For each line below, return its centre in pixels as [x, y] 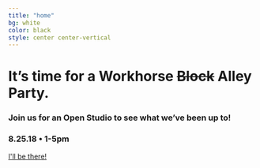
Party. [28, 93]
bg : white [24, 23]
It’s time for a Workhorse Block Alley [130, 77]
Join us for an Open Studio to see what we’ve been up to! [120, 118]
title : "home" [32, 15]
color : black [30, 30]
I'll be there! [28, 156]
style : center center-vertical [60, 37]
